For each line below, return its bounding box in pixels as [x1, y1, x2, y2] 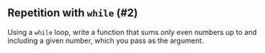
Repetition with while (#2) [7, 6, 139, 20]
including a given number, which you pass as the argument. [7, 36, 204, 45]
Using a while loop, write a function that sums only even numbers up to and [7, 27, 257, 36]
